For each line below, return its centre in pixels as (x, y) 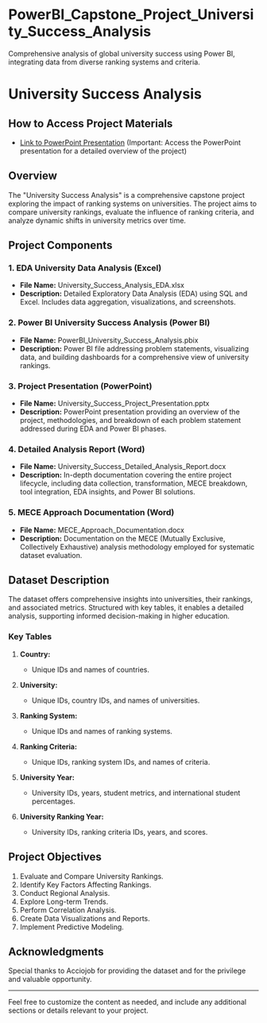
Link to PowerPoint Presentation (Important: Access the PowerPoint (130, 142)
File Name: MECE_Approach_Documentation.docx (102, 529)
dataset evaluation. (51, 555)
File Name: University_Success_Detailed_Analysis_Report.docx (123, 467)
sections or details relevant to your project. (78, 1010)
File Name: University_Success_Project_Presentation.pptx (114, 404)
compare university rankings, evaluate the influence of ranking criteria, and (131, 211)
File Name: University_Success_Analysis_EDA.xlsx (102, 285)
